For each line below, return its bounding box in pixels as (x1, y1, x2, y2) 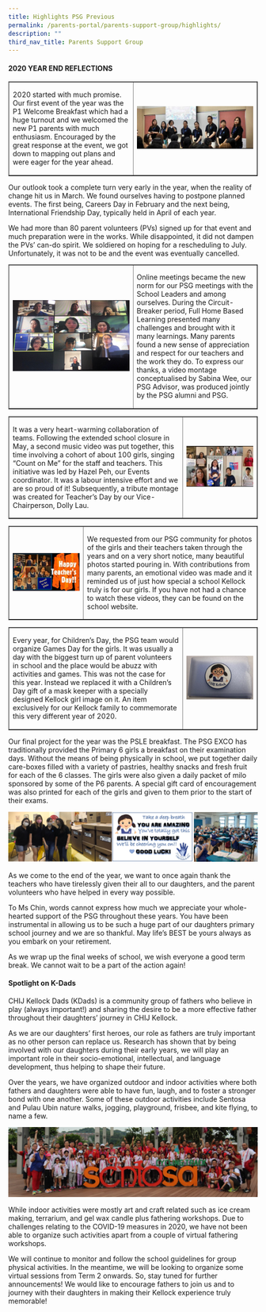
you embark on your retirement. (8, 937, 112, 946)
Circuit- (207, 298, 234, 307)
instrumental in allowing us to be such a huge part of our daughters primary (8, 919, 255, 929)
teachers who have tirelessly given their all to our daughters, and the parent (8, 879, 255, 888)
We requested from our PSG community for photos (86, 534, 253, 544)
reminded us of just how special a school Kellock (86, 576, 245, 586)
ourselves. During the (136, 298, 207, 307)
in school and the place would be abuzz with (13, 661, 158, 671)
